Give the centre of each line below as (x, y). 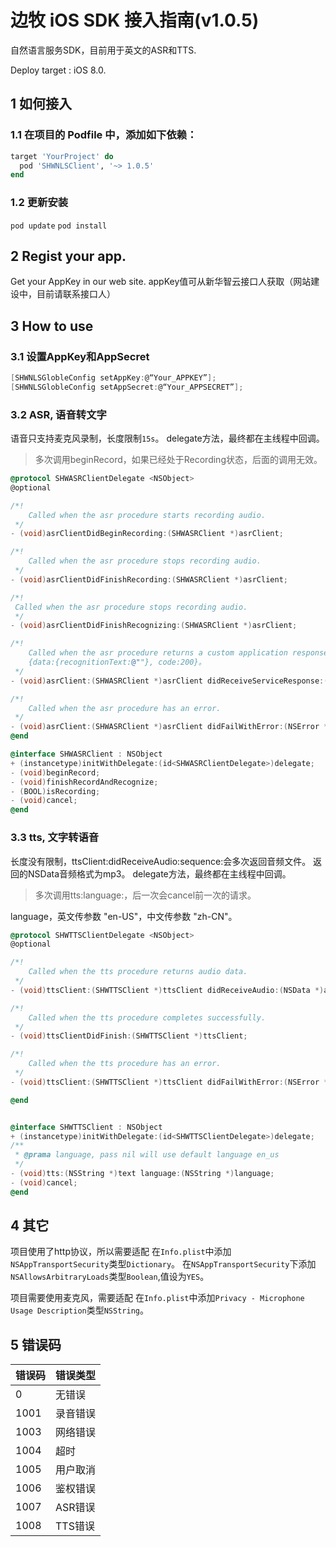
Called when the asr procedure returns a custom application (158, 653)
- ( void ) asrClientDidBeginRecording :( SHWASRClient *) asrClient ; (147, 534)
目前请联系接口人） (76, 294)
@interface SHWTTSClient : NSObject (86, 1127)
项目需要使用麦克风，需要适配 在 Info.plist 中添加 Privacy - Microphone (157, 1298)
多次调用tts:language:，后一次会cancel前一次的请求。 (145, 895)
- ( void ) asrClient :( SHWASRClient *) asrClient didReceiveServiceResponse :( (169, 681)
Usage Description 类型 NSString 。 (79, 1310)
